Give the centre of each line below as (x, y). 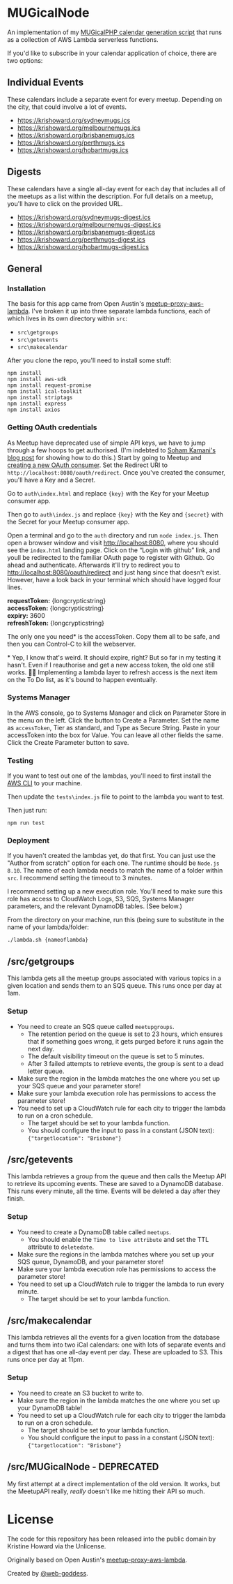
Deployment (29, 841)
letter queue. (46, 1071)
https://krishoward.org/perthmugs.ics (71, 142)
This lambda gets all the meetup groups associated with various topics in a (114, 978)
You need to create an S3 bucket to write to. (80, 1393)
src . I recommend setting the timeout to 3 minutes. (80, 878)
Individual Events (46, 83)
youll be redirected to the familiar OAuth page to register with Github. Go (111, 557)
